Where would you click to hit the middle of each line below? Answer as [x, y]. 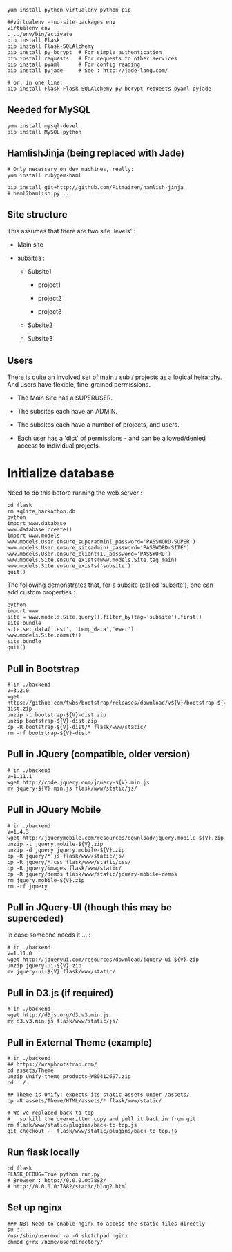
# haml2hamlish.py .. [38, 193]
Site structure [37, 215]
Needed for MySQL [49, 110]
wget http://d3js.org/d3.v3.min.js [58, 1015]
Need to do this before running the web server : [75, 493]
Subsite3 [40, 339]
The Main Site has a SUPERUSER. [65, 398]
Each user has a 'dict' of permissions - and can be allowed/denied [111, 438]
